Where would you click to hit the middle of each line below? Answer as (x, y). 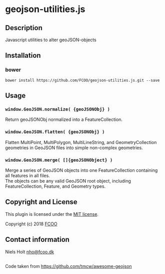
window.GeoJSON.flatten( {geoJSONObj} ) (55, 132)
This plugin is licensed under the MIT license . (52, 214)
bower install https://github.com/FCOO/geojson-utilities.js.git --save (82, 80)
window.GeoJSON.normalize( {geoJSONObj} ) (57, 109)
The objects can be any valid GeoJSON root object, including (68, 181)
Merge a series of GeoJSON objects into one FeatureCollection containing (81, 170)
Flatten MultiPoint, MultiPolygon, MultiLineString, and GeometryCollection (81, 142)
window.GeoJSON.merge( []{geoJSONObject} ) (59, 160)
